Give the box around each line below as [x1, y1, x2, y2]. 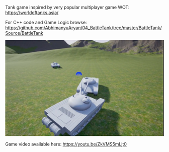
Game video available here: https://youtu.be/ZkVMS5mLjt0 [5, 141, 127, 147]
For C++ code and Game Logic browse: [5, 20, 87, 25]
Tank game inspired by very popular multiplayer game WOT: [5, 5, 130, 10]
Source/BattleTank [5, 30, 44, 36]
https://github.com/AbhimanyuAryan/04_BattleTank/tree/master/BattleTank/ [5, 25, 162, 31]
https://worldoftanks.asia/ [5, 10, 59, 16]
